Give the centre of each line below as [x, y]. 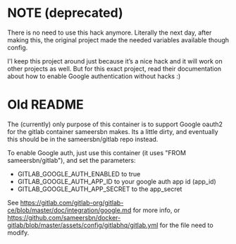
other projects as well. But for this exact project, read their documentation [114, 68]
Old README [46, 105]
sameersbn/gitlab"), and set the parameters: [72, 160]
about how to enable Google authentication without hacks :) [94, 76]
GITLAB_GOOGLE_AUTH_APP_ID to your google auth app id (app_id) [117, 181]
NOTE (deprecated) [65, 13]
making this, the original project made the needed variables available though [118, 39]
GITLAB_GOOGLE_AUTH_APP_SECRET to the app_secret [100, 189]
